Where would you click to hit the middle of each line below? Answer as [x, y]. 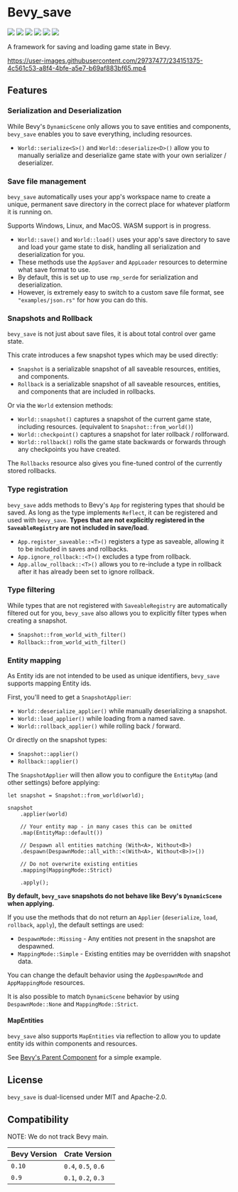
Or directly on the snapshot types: [58, 740]
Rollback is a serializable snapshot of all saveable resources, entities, [119, 384]
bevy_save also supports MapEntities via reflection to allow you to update [114, 1036]
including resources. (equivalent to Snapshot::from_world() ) [106, 427]
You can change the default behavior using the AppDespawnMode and [106, 975]
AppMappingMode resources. [46, 983]
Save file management [47, 181]
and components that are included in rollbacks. [86, 391]
